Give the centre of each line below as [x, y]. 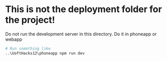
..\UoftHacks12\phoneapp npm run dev [45, 53]
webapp [14, 39]
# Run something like [28, 48]
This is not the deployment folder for [83, 9]
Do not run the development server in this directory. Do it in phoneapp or [81, 34]
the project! [30, 20]
